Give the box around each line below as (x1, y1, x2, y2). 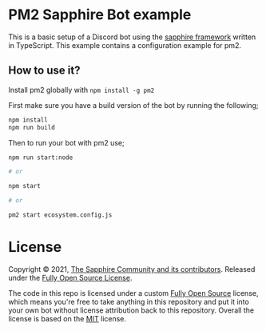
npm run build (8, 123, 56, 131)
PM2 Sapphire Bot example (8, 6, 192, 24)
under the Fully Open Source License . (8, 273, 133, 282)
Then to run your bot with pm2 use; (8, 138, 125, 147)
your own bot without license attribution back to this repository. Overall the (8, 305, 254, 315)
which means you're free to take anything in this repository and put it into (8, 297, 249, 306)
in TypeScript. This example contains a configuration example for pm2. (8, 40, 242, 50)
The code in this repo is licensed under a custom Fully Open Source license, (8, 288, 259, 297)
